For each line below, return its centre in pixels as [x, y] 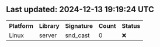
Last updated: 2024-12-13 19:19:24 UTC [80, 10]
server [48, 35]
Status [131, 26]
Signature [79, 26]
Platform [21, 26]
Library [49, 26]
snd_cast [77, 35]
